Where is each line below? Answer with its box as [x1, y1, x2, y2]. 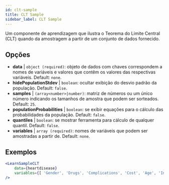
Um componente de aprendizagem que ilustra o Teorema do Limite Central [5, 31, 160, 37]
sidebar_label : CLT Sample [5, 17, 62, 22]
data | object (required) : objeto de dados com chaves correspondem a [12, 64, 162, 70]
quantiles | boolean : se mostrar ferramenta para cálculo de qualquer [12, 117, 154, 123]
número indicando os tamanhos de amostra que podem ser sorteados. [12, 96, 159, 102]
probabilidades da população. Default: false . [12, 112, 106, 118]
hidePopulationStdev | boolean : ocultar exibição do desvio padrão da [12, 80, 157, 86]
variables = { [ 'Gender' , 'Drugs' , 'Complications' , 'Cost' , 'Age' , [14, 170, 156, 175]
